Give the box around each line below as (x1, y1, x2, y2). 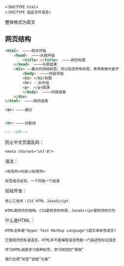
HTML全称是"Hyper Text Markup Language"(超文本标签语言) (5, 228, 117, 233)
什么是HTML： (5, 217, 35, 223)
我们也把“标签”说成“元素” (5, 257, 50, 262)
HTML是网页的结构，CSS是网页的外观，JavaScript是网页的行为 (5, 208, 116, 213)
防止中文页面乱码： (5, 139, 44, 145)
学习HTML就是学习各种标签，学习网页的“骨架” (5, 247, 84, 252)
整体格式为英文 (5, 19, 35, 25)
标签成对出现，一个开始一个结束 (5, 178, 60, 183)
